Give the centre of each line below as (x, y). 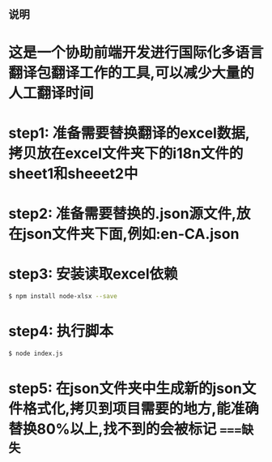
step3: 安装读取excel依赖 (93, 274)
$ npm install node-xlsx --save (63, 296)
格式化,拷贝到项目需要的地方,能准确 (141, 409)
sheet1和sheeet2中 (73, 173)
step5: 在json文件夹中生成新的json (125, 388)
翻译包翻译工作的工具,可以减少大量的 (132, 73)
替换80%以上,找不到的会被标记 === (125, 429)
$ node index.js (36, 353)
